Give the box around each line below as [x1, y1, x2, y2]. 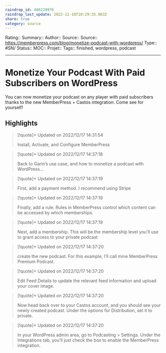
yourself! [5, 104, 23, 110]
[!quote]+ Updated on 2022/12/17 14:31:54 [17, 132, 104, 138]
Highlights [5, 119, 38, 127]
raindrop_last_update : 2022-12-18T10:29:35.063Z [5, 12, 107, 17]
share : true [5, 16, 30, 21]
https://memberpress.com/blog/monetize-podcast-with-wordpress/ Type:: [5, 40, 157, 46]
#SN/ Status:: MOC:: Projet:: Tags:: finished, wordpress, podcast [5, 45, 136, 51]
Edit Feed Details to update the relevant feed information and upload [17, 278, 157, 284]
